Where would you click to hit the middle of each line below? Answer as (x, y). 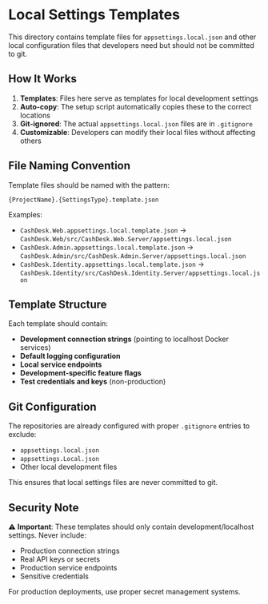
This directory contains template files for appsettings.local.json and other (132, 37)
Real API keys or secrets (60, 559)
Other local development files (68, 467)
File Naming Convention (69, 166)
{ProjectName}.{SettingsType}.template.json (84, 200)
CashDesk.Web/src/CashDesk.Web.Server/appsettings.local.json (126, 239)
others (30, 141)
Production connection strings (70, 550)
